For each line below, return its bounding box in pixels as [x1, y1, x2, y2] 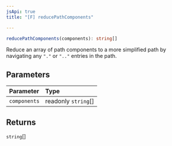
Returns [6, 117, 37, 127]
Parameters [6, 69, 50, 80]
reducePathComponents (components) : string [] [6, 35, 118, 41]
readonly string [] [45, 97, 95, 105]
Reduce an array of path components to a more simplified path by [6, 46, 167, 53]
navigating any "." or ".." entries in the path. [6, 53, 117, 60]
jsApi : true [6, 8, 35, 15]
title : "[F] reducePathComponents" [6, 14, 94, 20]
